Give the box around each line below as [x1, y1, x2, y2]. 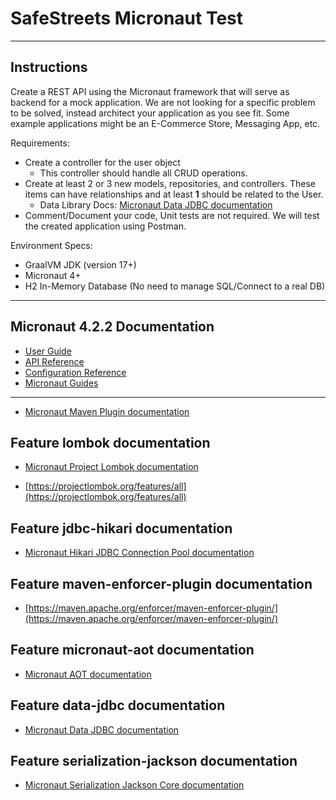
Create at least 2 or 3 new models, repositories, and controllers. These [24, 177, 317, 189]
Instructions [10, 59, 88, 76]
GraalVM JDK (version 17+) [24, 258, 137, 271]
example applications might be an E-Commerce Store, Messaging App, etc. [10, 117, 321, 129]
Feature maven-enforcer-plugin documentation [10, 575, 313, 592]
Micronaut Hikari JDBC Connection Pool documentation [24, 547, 255, 559]
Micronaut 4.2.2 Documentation [10, 318, 215, 336]
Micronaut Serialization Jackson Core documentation [24, 779, 245, 791]
